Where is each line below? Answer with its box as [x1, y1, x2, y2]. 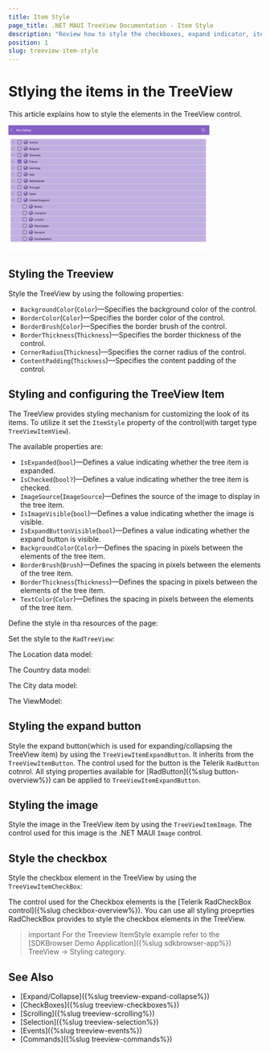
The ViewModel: [8, 696, 63, 706]
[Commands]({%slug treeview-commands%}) [19, 1034, 173, 1044]
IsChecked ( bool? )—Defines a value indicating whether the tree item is [19, 474, 249, 484]
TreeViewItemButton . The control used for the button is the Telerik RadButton [8, 757, 260, 768]
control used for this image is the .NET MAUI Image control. [8, 828, 203, 838]
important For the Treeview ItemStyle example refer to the [27, 930, 220, 939]
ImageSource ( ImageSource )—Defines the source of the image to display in [19, 491, 260, 501]
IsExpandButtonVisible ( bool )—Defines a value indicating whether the [19, 526, 251, 535]
